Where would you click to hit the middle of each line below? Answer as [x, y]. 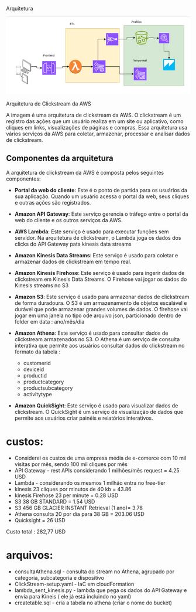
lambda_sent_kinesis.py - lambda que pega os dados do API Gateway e [101, 590]
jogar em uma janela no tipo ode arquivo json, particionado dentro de [98, 315]
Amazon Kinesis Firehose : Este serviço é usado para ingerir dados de [99, 273]
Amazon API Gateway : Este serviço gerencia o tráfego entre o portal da [101, 214]
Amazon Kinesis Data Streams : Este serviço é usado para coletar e [96, 255]
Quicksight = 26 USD [40, 520]
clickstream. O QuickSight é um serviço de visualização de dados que [99, 412]
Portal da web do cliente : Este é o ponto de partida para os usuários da [101, 190]
